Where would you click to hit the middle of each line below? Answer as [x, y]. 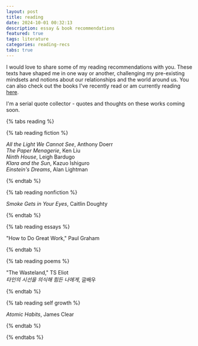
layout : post [22, 12]
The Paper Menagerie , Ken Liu [43, 150]
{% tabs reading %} [30, 121]
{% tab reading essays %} [38, 227]
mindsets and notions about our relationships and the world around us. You [98, 79]
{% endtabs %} [25, 337]
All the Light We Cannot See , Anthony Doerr [60, 144]
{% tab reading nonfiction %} [42, 192]
